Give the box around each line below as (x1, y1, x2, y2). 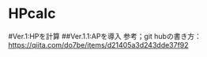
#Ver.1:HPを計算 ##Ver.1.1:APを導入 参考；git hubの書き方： (8, 31, 201, 41)
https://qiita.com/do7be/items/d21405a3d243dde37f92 (8, 40, 189, 49)
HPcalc (8, 5, 56, 23)
